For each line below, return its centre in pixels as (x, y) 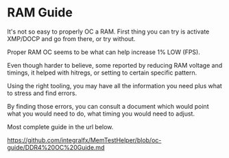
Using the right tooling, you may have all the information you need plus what (115, 85)
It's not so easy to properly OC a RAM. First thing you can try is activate (108, 31)
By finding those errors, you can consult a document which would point (108, 106)
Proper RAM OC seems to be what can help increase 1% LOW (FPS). (104, 52)
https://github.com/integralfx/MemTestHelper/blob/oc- (84, 140)
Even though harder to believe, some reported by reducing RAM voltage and (115, 65)
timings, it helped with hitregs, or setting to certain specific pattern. (102, 73)
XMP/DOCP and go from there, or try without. (71, 38)
